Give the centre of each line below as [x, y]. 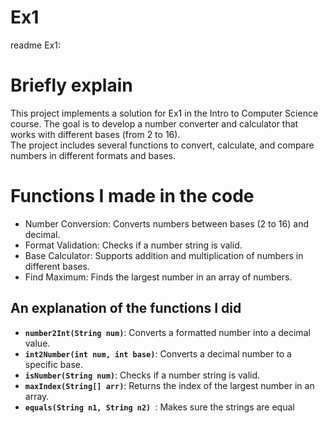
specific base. [53, 364]
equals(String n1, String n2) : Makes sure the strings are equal [159, 407]
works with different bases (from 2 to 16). [95, 134]
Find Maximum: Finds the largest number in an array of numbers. [158, 277]
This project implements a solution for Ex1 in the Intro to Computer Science [164, 113]
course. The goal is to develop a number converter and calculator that [154, 123]
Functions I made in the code [132, 196]
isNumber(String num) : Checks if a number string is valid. [142, 375]
